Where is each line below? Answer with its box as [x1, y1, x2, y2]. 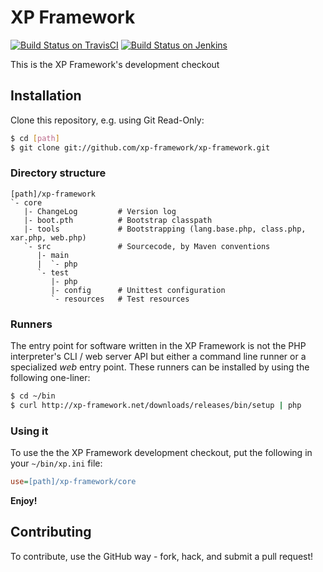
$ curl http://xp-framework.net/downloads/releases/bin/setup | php [10, 400, 302, 410]
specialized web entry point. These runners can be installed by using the [10, 361, 310, 373]
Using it [10, 424, 49, 438]
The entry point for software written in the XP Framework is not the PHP [10, 340, 307, 352]
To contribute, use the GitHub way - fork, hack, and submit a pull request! [10, 550, 314, 562]
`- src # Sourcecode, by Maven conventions [23, 241, 271, 251]
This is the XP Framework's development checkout [10, 58, 220, 70]
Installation [10, 87, 82, 105]
